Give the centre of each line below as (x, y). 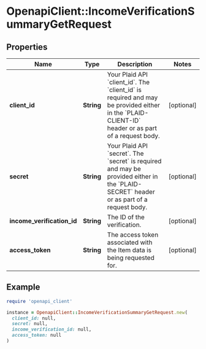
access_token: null (37, 336)
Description (135, 64)
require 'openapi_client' (39, 301)
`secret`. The (125, 153)
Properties (27, 47)
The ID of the (126, 217)
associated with (130, 242)
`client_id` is (124, 90)
